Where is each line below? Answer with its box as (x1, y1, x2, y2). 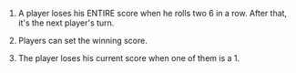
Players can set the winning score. (17, 36, 148, 46)
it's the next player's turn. (17, 17, 115, 28)
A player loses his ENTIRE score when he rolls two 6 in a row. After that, (17, 8, 288, 18)
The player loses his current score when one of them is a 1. (17, 53, 240, 63)
